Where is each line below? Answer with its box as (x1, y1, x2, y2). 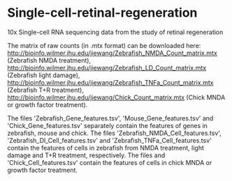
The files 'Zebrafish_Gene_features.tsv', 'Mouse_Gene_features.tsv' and (7, 113, 214, 123)
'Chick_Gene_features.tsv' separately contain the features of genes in (7, 121, 208, 129)
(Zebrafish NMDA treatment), (7, 56, 92, 64)
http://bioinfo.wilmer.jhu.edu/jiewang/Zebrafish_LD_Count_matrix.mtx (7, 63, 207, 72)
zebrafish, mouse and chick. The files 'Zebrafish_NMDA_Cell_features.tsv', (7, 129, 222, 137)
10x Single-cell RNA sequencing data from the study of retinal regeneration (7, 28, 224, 36)
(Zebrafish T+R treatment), (7, 86, 84, 94)
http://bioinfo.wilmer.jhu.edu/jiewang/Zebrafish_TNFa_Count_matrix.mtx (7, 78, 214, 86)
